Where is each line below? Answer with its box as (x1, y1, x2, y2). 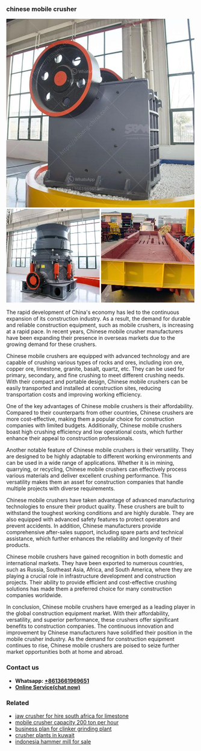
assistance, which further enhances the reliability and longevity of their (6, 535, 182, 542)
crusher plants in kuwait (14, 731, 75, 738)
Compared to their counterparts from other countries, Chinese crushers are (6, 409, 194, 417)
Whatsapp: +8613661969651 (14, 677, 89, 684)
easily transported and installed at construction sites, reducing (6, 385, 161, 392)
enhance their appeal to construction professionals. (6, 435, 134, 442)
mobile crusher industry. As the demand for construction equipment (6, 636, 175, 643)
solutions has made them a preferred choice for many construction (6, 585, 172, 593)
